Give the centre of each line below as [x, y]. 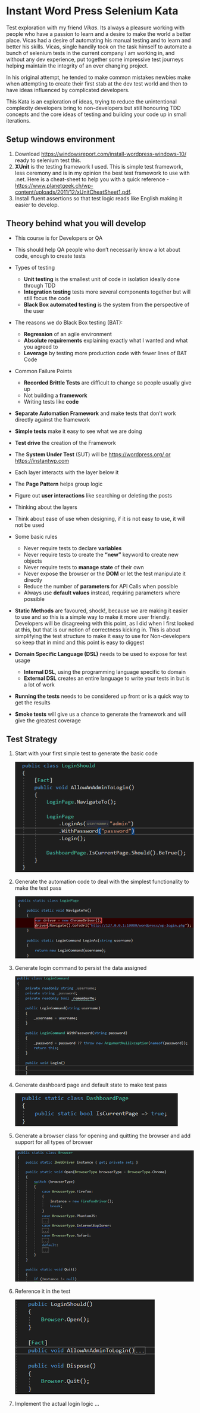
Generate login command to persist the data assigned [81, 968]
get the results [32, 702]
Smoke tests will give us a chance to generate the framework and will [100, 714]
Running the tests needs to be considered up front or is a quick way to [102, 696]
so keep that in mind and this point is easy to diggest [79, 642]
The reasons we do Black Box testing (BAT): [69, 322]
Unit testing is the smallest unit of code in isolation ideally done [102, 279]
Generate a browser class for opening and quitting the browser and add [103, 1136]
